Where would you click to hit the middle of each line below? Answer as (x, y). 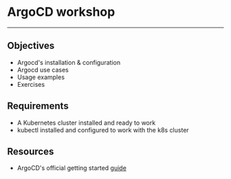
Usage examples (41, 77)
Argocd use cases (43, 70)
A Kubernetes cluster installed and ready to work (86, 123)
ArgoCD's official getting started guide (72, 168)
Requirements (38, 106)
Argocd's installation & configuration (69, 62)
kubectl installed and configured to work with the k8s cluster (103, 130)
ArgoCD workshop (61, 12)
